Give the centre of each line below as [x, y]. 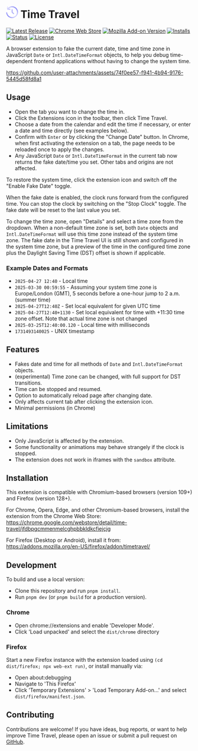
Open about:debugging [43, 677]
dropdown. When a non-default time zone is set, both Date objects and [92, 227]
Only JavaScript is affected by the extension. [69, 441]
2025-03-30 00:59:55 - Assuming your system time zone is [86, 287]
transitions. [28, 383]
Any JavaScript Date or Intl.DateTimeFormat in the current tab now [96, 155]
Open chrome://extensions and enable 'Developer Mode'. [85, 625]
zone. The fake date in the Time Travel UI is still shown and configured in [95, 240]
